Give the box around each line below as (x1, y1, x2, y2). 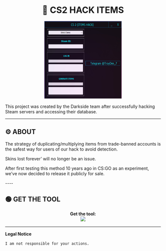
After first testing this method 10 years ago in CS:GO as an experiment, (5, 165, 149, 171)
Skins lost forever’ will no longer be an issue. (5, 155, 96, 161)
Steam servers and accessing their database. (5, 108, 97, 114)
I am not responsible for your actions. (5, 241, 90, 246)
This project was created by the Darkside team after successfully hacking (5, 103, 155, 109)
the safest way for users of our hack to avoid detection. (5, 146, 118, 152)
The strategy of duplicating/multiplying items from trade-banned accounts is (5, 141, 161, 147)
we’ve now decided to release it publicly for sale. (5, 170, 105, 176)
